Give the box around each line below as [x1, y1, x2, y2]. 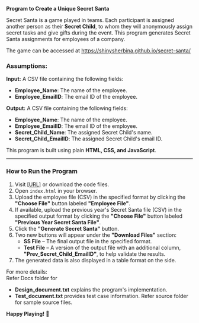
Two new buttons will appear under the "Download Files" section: [14, 231, 176, 239]
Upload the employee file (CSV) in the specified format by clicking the [14, 193, 185, 200]
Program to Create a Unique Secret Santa [6, 5, 110, 12]
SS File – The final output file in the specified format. [23, 237, 152, 244]
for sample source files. [14, 299, 73, 306]
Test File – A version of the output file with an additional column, [23, 244, 181, 251]
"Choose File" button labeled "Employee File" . [14, 199, 131, 207]
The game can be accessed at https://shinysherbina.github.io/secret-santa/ [6, 47, 191, 54]
